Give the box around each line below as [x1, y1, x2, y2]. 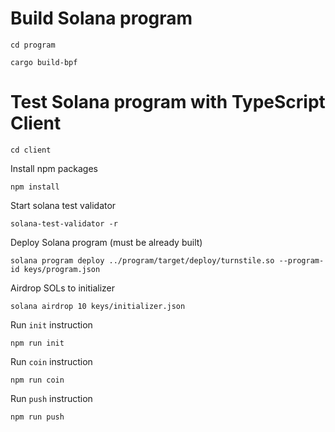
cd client [10, 145, 52, 155]
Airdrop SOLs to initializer [10, 282, 116, 294]
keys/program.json [23, 264, 101, 274]
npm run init [10, 338, 65, 348]
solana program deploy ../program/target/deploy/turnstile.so [10, 255, 275, 266]
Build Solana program [10, 7, 193, 30]
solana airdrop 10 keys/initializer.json [10, 301, 186, 311]
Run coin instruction [10, 355, 93, 367]
